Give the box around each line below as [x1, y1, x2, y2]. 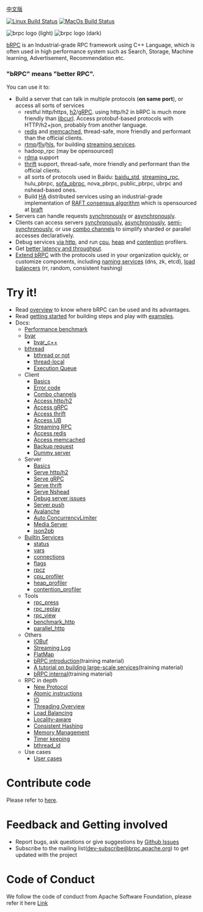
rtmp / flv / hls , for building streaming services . [24, 141, 136, 148]
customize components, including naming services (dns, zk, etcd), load [15, 258, 196, 265]
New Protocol [33, 683, 68, 690]
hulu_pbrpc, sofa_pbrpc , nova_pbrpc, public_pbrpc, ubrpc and [24, 180, 182, 187]
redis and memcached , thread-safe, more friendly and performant [24, 128, 191, 135]
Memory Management [33, 729, 90, 736]
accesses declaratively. [15, 232, 75, 239]
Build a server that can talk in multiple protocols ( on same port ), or [15, 95, 183, 103]
